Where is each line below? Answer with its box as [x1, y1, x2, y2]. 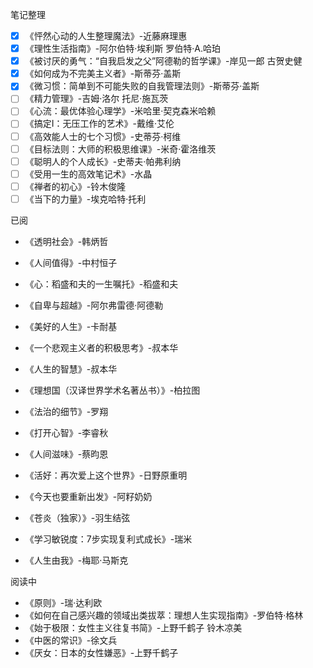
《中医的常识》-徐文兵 [24, 634, 118, 646]
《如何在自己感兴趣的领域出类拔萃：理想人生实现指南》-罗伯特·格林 [24, 609, 304, 621]
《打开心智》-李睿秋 [24, 426, 109, 438]
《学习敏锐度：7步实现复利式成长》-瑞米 [24, 533, 193, 545]
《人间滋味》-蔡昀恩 [24, 448, 109, 460]
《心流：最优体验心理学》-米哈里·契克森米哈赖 [24, 105, 217, 117]
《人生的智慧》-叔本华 [24, 363, 118, 375]
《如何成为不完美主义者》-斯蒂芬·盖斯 [24, 68, 182, 80]
